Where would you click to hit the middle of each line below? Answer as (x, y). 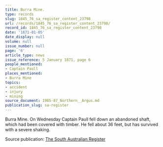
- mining (14, 96)
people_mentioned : (24, 64)
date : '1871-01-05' (25, 32)
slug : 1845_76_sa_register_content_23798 (48, 19)
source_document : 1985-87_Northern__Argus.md (52, 101)
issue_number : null (25, 46)
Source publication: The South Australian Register (55, 139)
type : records (20, 14)
